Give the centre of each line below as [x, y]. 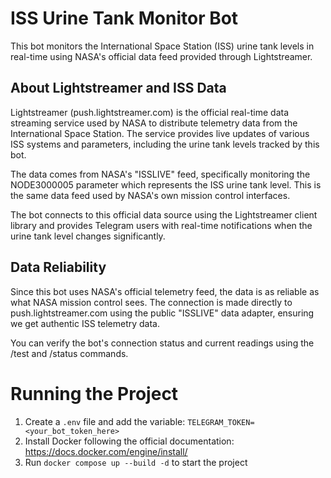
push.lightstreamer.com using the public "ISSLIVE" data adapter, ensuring [162, 313]
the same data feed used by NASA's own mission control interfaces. [150, 195]
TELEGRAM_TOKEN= [221, 422]
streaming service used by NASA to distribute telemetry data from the [154, 123]
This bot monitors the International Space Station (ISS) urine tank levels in [162, 46]
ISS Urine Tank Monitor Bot [124, 18]
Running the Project [94, 393]
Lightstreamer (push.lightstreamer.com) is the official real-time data [150, 112]
